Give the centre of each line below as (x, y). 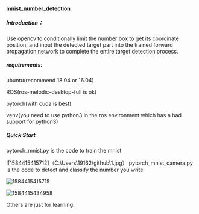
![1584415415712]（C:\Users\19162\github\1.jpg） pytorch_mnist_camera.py (99, 163)
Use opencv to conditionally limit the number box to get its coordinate (93, 38)
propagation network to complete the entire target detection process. (92, 51)
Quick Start (21, 135)
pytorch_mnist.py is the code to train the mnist (64, 150)
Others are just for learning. (40, 204)
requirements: (24, 65)
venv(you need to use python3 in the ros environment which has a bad (94, 115)
